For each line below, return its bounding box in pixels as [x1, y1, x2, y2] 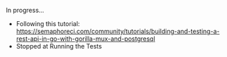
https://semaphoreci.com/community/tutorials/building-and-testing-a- [15, 27, 220, 35]
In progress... [6, 6, 44, 14]
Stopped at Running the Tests [15, 42, 103, 50]
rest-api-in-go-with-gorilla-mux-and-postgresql [15, 34, 155, 43]
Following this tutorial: [15, 20, 80, 27]
